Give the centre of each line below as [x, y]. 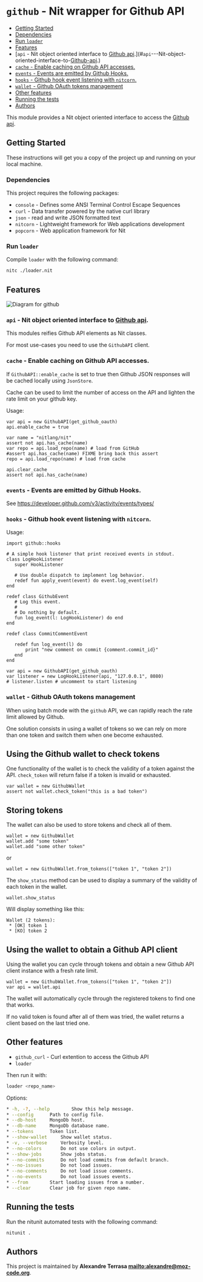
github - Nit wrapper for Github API [95, 11]
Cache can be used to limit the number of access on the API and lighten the [101, 392]
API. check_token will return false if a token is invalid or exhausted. [89, 775]
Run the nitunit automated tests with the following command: [82, 1222]
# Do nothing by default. [47, 613]
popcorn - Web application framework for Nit [70, 231]
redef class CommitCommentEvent [47, 634]
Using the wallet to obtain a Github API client [92, 949]
